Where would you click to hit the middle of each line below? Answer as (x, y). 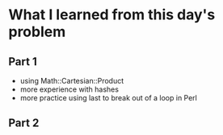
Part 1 (23, 61)
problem (37, 32)
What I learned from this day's (112, 15)
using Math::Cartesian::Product (72, 81)
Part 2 (24, 123)
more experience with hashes (69, 89)
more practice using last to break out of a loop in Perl (109, 98)
